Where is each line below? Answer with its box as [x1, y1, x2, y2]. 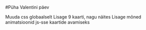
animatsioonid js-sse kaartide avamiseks [5, 19, 90, 25]
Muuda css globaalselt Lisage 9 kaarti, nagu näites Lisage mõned [5, 14, 141, 19]
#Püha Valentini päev [5, 4, 50, 10]
